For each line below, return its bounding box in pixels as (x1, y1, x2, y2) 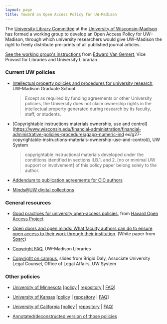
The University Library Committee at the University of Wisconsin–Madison (5, 25, 158, 31)
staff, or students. (24, 111, 61, 117)
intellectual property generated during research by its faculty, (24, 106, 151, 112)
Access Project (12, 216, 44, 222)
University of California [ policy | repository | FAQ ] (12, 304, 114, 310)
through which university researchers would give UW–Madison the (25, 36, 162, 42)
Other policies (5, 273, 40, 280)
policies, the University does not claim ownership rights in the (24, 100, 152, 106)
